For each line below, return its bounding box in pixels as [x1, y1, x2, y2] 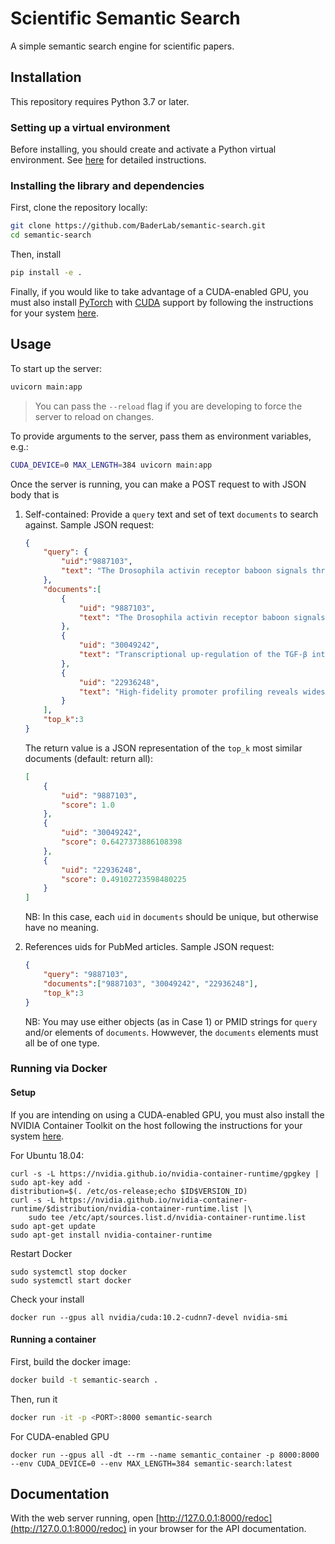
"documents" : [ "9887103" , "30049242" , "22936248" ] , [43, 978, 259, 989]
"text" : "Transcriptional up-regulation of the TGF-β [78, 650, 308, 660]
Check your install [10, 1293, 85, 1305]
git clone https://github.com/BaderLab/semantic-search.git [10, 221, 267, 231]
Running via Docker [10, 1062, 108, 1076]
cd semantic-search [10, 230, 92, 241]
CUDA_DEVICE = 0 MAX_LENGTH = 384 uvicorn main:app [10, 460, 213, 470]
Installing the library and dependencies [10, 178, 205, 192]
